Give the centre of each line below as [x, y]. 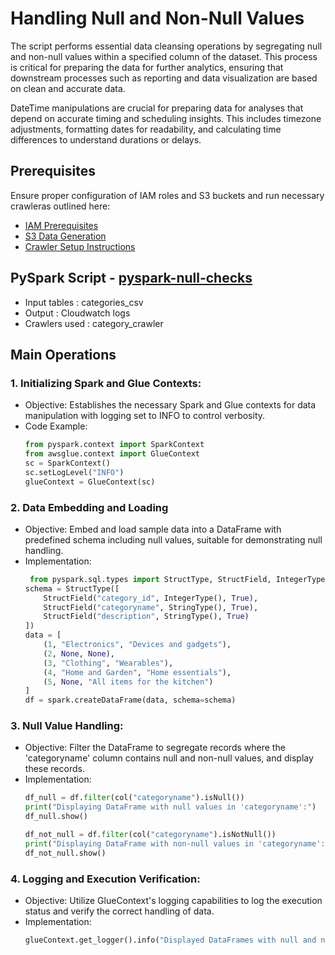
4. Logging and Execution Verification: [105, 879]
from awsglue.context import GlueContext [112, 454]
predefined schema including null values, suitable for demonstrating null [173, 539]
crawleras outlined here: [60, 206]
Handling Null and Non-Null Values [157, 18]
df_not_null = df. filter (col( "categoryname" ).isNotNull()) [150, 835]
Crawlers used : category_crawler [94, 323]
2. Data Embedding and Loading [89, 507]
